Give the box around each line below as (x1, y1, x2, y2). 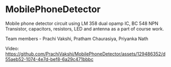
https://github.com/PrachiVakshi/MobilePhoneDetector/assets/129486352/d (5, 51, 166, 57)
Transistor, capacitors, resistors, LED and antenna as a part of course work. (5, 25, 164, 31)
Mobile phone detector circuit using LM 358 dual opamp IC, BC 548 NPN (5, 20, 159, 26)
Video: (5, 45, 19, 51)
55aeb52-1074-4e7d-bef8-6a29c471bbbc (5, 56, 93, 62)
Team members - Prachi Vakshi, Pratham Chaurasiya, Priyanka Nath (5, 36, 149, 42)
